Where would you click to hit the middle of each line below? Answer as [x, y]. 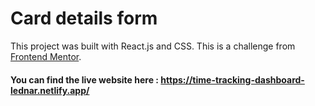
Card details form [84, 18]
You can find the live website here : [85, 79]
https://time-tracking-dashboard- [232, 79]
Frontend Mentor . [46, 56]
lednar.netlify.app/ [50, 90]
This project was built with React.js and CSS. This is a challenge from [153, 46]
